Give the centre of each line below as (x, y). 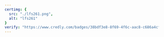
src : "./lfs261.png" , (31, 14)
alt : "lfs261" (23, 18)
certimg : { (16, 9)
